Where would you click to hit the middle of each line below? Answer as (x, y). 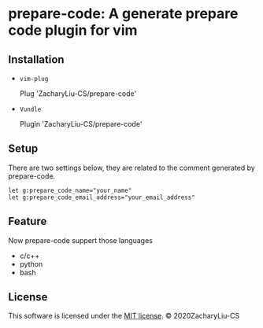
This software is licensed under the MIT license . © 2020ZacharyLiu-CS (124, 316)
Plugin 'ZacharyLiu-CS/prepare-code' (81, 124)
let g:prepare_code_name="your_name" (70, 190)
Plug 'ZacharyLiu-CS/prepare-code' (78, 94)
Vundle (30, 109)
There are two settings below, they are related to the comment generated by (132, 168)
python (31, 264)
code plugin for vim (73, 30)
